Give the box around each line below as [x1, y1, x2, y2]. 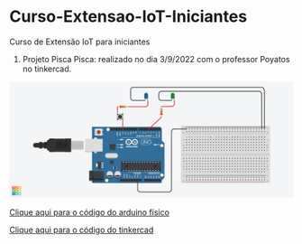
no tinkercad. [22, 63, 72, 74]
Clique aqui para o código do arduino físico [9, 207, 169, 218]
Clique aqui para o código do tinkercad [9, 224, 154, 236]
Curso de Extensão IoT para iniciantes [9, 36, 151, 47]
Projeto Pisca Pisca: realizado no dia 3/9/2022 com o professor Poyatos [22, 53, 290, 64]
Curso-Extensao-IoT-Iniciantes [9, 6, 248, 27]
